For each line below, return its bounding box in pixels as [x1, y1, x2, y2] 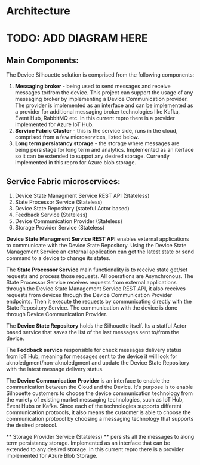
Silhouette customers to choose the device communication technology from [6, 390, 193, 397]
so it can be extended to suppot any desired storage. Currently [14, 152, 170, 160]
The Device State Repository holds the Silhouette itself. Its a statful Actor [6, 322, 187, 329]
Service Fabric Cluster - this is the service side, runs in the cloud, [14, 127, 178, 134]
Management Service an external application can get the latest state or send [6, 248, 194, 255]
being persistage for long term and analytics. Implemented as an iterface [14, 146, 194, 154]
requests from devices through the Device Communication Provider [6, 292, 173, 298]
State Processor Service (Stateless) [14, 198, 103, 206]
